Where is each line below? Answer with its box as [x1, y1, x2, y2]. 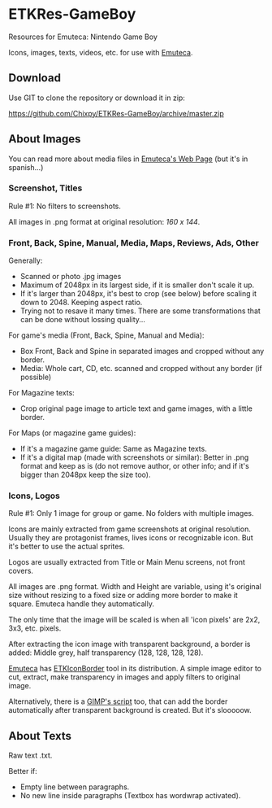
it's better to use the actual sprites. [8, 542, 125, 552]
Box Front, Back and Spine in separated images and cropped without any [19, 347, 265, 356]
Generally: [8, 256, 43, 265]
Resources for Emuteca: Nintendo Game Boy [8, 32, 158, 41]
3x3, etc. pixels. [8, 623, 62, 633]
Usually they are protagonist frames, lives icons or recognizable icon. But [8, 533, 253, 543]
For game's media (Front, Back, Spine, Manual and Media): [8, 330, 205, 340]
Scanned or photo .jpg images [19, 272, 122, 282]
